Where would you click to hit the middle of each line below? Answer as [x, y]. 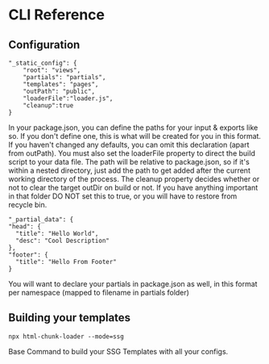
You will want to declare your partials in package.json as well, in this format [133, 284]
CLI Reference [56, 15]
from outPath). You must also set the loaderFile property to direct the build [132, 153]
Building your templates [70, 318]
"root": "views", [52, 70]
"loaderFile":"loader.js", [68, 98]
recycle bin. [28, 205]
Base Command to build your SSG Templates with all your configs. [118, 351]
